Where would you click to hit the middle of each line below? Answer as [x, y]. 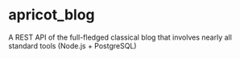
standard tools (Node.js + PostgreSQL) [72, 45]
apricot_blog [52, 15]
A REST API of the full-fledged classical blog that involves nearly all [120, 37]
